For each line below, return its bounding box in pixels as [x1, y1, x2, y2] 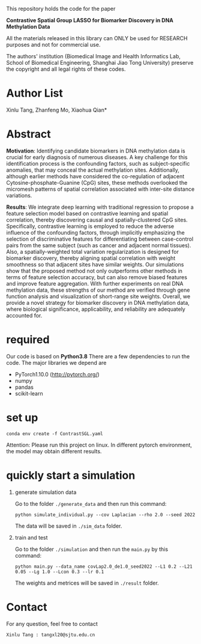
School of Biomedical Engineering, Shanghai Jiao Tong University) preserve [6, 59, 194, 66]
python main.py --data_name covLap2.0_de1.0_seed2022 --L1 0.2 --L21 [14, 564, 193, 570]
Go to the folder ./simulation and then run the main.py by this [14, 546, 169, 553]
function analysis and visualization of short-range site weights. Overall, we [6, 292, 191, 299]
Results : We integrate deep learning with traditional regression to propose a [6, 203, 194, 211]
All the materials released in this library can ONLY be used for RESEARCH [6, 35, 188, 41]
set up [6, 411, 38, 424]
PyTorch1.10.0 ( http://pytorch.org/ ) [14, 370, 100, 378]
